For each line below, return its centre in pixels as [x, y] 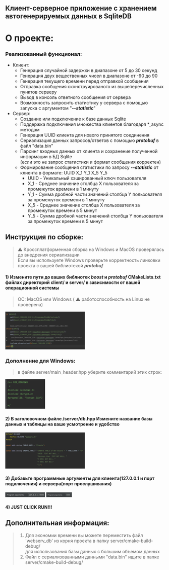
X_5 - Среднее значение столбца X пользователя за [84, 205]
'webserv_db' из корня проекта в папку [67, 541]
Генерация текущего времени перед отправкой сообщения [84, 81]
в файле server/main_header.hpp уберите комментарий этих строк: [90, 372]
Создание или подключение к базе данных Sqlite [73, 119]
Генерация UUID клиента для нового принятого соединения [85, 135]
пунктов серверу [38, 92]
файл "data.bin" [37, 146]
